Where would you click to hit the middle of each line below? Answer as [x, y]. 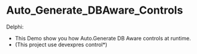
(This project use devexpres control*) [61, 45]
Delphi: [15, 27]
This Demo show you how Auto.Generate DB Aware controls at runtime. [103, 38]
